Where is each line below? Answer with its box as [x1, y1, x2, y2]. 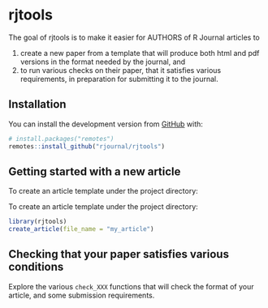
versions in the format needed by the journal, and [19, 57, 186, 66]
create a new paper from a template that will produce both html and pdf [19, 48, 260, 58]
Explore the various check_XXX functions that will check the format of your [8, 281, 254, 291]
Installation [8, 97, 67, 111]
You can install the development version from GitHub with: [8, 119, 203, 129]
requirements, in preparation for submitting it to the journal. [19, 74, 218, 83]
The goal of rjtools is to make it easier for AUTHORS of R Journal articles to [8, 32, 260, 42]
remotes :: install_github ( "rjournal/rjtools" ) [8, 142, 165, 151]
